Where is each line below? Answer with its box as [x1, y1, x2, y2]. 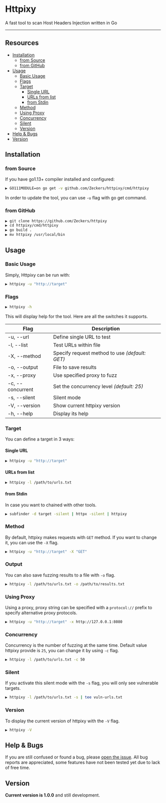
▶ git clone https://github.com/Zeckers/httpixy [5, 219, 107, 223]
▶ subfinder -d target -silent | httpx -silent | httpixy [5, 511, 127, 516]
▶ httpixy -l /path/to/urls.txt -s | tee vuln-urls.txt [5, 695, 123, 700]
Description [91, 325, 120, 332]
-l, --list [7, 341, 28, 348]
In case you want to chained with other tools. [5, 502, 97, 508]
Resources [5, 39, 39, 47]
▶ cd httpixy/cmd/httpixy [5, 223, 58, 228]
